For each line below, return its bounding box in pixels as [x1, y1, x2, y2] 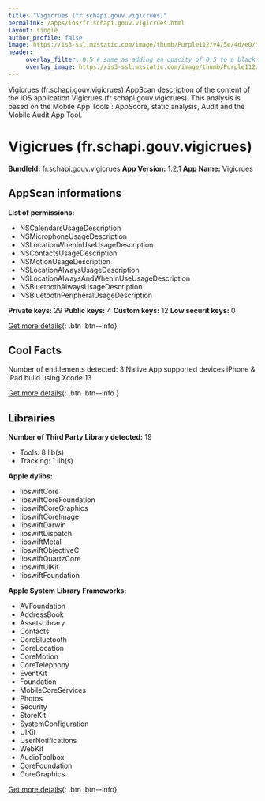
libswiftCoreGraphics [19, 504, 88, 513]
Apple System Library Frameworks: [8, 586, 127, 595]
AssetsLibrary [19, 618, 65, 628]
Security [19, 702, 47, 712]
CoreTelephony [19, 660, 69, 670]
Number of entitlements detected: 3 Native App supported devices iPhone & [8, 365, 256, 374]
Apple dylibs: [8, 471, 53, 481]
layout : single [8, 26, 58, 34]
